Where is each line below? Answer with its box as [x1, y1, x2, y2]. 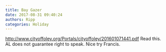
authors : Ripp [5, 17, 36, 22]
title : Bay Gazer [5, 7, 42, 13]
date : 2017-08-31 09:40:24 [5, 12, 63, 17]
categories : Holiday [5, 21, 49, 27]
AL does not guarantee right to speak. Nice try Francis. [5, 41, 121, 47]
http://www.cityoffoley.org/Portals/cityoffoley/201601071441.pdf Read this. [5, 36, 161, 42]
